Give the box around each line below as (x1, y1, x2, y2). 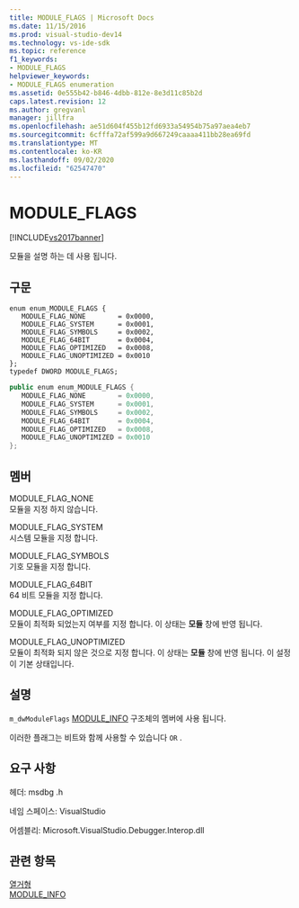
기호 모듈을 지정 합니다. (9, 561, 92, 571)
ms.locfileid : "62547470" (9, 164, 106, 173)
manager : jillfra (9, 113, 75, 122)
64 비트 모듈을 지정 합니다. (9, 589, 103, 600)
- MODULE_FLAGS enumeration (9, 80, 115, 89)
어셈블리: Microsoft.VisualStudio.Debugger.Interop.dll (9, 824, 205, 835)
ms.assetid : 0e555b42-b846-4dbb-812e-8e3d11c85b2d (9, 88, 203, 97)
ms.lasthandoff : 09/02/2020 (9, 155, 115, 165)
